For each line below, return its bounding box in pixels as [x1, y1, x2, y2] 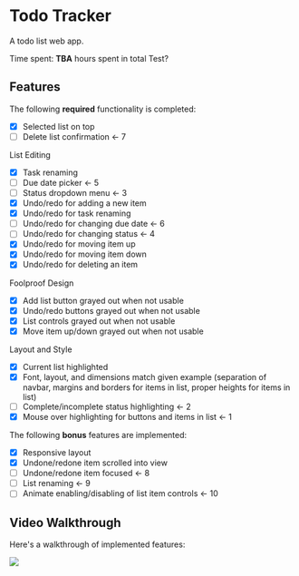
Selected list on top [22, 121, 95, 132]
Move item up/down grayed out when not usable [22, 326, 204, 337]
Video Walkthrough [9, 514, 121, 531]
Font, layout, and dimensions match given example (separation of [22, 371, 267, 382]
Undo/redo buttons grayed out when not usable [22, 305, 201, 316]
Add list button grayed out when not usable [22, 295, 184, 306]
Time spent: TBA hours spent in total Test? [9, 53, 169, 63]
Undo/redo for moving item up [22, 239, 136, 249]
